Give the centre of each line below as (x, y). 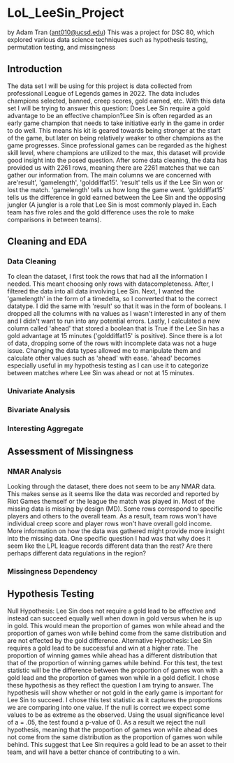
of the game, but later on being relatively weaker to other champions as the (115, 138)
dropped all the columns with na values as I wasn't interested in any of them (117, 314)
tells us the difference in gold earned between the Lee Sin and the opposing (116, 197)
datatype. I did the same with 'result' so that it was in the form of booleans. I (117, 306)
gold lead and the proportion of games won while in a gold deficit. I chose (114, 677)
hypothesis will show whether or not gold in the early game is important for (115, 692)
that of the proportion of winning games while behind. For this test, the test (115, 662)
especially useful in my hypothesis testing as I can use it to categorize (108, 365)
